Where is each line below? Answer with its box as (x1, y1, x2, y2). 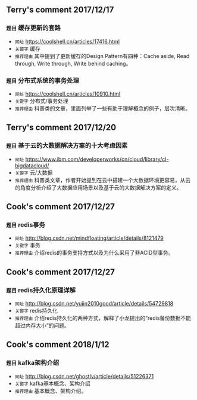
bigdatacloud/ (14, 161, 49, 169)
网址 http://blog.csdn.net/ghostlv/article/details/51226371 (14, 372, 154, 380)
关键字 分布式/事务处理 (14, 97, 68, 104)
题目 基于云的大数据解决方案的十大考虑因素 (6, 142, 128, 150)
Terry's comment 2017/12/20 (6, 123, 117, 133)
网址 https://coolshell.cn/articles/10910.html (14, 90, 121, 97)
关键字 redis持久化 (14, 307, 58, 314)
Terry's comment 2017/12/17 (6, 5, 114, 15)
